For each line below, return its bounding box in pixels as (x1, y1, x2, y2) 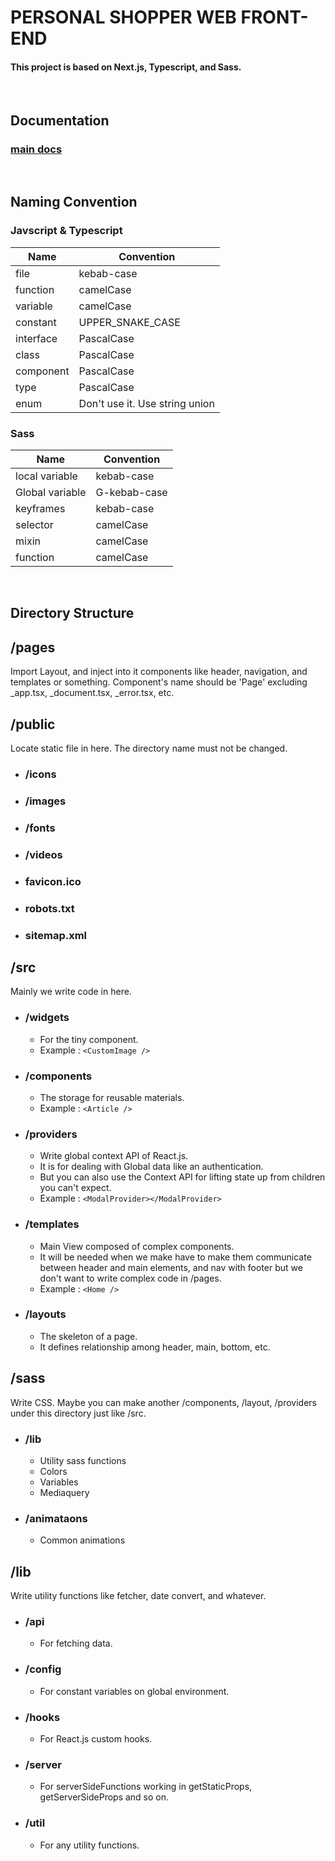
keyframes (15, 502, 66, 516)
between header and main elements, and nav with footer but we (39, 1261, 303, 1273)
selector (15, 518, 54, 532)
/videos (24, 847, 63, 861)
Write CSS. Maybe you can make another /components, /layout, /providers (10, 1396, 318, 1408)
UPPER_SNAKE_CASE (78, 315, 181, 329)
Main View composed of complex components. (39, 1240, 235, 1252)
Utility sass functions (39, 1454, 127, 1466)
